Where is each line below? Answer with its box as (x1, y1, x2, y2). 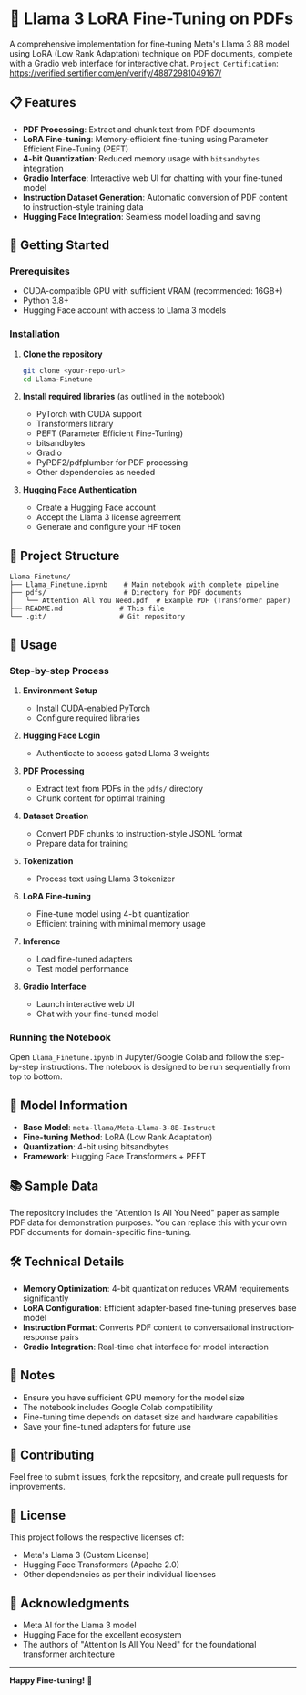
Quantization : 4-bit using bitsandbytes (22, 1141, 170, 1152)
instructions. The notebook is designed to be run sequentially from (40, 1062, 291, 1073)
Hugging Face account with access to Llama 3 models (22, 305, 227, 316)
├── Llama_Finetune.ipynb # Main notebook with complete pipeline (9, 580, 280, 589)
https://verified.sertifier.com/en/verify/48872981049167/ (9, 68, 222, 78)
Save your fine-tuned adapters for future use (22, 1420, 191, 1431)
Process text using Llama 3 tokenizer (36, 873, 176, 884)
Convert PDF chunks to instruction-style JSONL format (36, 827, 243, 838)
